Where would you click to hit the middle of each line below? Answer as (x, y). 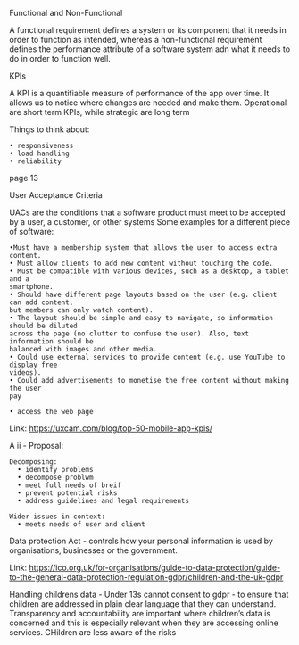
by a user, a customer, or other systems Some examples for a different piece (150, 222)
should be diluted (43, 326)
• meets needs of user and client (81, 525)
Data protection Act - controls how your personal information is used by (141, 541)
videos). (25, 373)
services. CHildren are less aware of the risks (93, 632)
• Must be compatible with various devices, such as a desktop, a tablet (149, 271)
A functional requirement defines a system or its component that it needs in (148, 30)
